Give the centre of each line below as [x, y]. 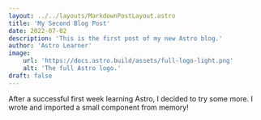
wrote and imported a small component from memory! [98, 107]
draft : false [30, 76]
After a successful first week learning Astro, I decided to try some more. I [131, 98]
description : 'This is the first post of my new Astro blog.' [116, 38]
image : [19, 53]
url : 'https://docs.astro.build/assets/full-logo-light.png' [128, 61]
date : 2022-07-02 [38, 31]
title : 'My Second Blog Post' [60, 23]
